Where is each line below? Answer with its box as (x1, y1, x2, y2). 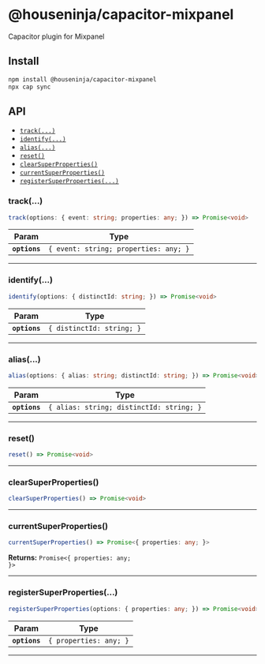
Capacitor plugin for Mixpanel (8, 32, 105, 41)
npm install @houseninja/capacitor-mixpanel (8, 75, 157, 84)
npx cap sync (8, 83, 51, 91)
